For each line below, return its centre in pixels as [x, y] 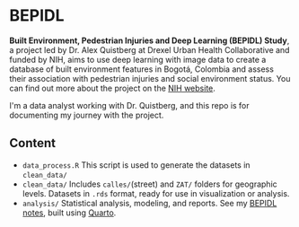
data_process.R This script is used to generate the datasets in [136, 165]
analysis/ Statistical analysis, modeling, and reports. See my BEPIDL [149, 203]
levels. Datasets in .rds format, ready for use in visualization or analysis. [156, 193]
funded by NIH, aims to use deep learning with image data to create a [138, 59]
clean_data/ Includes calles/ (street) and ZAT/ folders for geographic [150, 184]
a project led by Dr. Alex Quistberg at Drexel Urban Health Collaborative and [149, 49]
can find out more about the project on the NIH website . [112, 88]
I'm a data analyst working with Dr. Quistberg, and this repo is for [129, 105]
